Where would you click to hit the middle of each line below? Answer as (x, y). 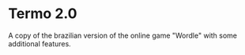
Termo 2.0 (43, 14)
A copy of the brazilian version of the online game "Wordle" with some (123, 35)
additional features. (40, 43)
